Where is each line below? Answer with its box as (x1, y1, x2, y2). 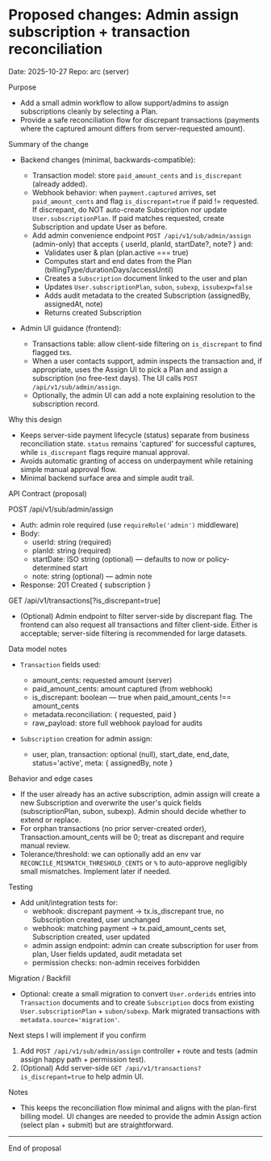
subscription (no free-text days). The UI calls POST (31, 373, 198, 382)
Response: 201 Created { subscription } (19, 579, 151, 590)
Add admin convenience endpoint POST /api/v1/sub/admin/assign (31, 230, 252, 240)
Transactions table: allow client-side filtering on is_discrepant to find (31, 339, 262, 349)
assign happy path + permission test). (19, 1055, 147, 1064)
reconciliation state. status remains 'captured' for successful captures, (19, 438, 256, 449)
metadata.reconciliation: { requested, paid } (31, 709, 177, 719)
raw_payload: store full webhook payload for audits (31, 718, 203, 728)
